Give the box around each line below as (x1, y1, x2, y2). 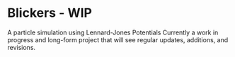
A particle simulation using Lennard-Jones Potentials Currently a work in (7, 28, 219, 37)
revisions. (7, 43, 36, 51)
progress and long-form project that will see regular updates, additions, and (7, 35, 229, 44)
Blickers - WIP (7, 5, 92, 21)
